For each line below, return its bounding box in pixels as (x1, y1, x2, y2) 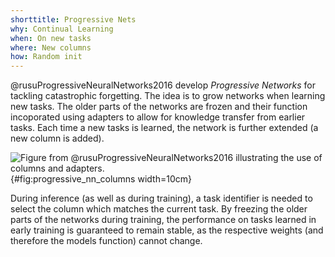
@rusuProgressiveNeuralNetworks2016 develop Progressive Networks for (10, 79, 316, 91)
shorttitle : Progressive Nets (10, 14, 137, 25)
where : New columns (10, 42, 92, 53)
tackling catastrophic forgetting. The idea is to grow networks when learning (10, 90, 326, 102)
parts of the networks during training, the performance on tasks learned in (10, 214, 317, 226)
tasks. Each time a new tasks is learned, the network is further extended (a (10, 122, 319, 134)
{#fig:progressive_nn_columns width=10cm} (10, 173, 192, 185)
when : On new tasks (10, 33, 92, 43)
